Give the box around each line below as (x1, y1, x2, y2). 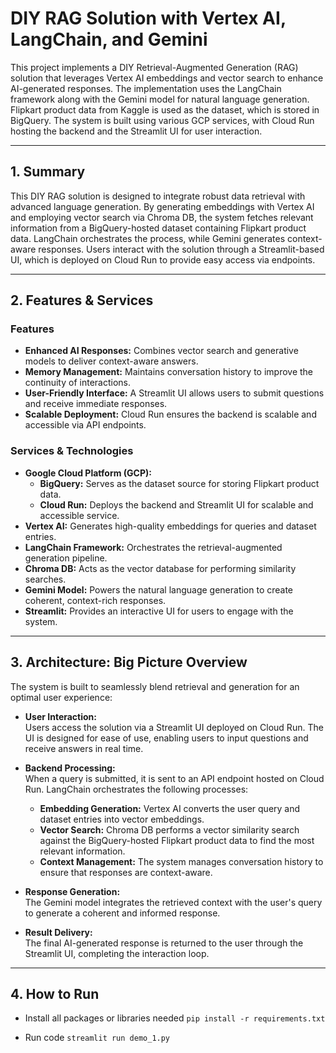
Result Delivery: (24, 926, 93, 938)
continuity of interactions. (24, 377, 132, 389)
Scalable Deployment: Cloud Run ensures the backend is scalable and (24, 408, 317, 421)
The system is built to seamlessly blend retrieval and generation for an (10, 680, 300, 692)
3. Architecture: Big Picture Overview (10, 654, 248, 671)
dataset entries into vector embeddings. (39, 813, 205, 825)
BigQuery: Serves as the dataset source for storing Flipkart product (39, 477, 320, 489)
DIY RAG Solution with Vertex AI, (10, 7, 287, 30)
